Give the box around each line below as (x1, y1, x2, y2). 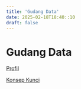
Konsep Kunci (6, 77, 40, 84)
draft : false (6, 20, 38, 26)
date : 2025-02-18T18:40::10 (6, 14, 76, 20)
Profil (6, 65, 20, 72)
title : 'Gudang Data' (6, 8, 60, 15)
